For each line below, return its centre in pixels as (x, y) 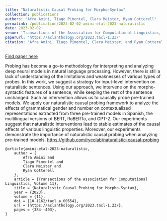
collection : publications (32, 14)
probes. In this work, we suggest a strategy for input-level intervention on (80, 81)
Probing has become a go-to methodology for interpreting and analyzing (80, 66)
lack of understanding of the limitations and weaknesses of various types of (83, 76)
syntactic (15, 92)
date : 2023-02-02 (23, 28)
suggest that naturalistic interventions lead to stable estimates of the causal (83, 124)
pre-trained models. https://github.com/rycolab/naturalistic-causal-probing (82, 140)
